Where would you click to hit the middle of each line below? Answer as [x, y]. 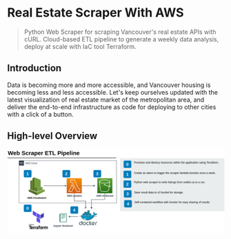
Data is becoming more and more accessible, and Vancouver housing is [109, 85]
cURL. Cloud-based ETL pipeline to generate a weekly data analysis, [121, 39]
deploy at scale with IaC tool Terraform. [80, 46]
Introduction [34, 68]
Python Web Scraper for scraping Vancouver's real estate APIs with [120, 32]
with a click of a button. [40, 114]
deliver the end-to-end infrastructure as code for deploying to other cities [112, 107]
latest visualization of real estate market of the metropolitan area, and [106, 99]
